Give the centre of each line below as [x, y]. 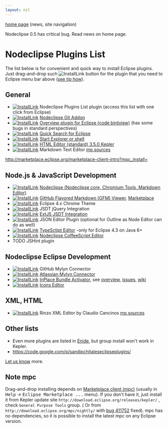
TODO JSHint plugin [33, 241]
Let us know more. [24, 361]
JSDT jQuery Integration [64, 209]
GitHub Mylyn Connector [65, 269]
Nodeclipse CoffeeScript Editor [71, 236]
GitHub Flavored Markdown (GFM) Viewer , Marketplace [97, 198]
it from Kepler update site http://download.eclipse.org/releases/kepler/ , [83, 400]
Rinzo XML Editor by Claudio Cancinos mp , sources [92, 313]
